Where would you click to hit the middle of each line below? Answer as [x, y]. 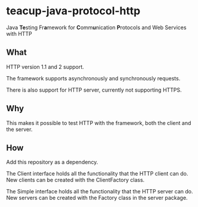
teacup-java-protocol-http [73, 11]
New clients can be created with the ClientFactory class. [75, 180]
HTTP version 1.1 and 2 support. [45, 67]
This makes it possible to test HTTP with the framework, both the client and [99, 123]
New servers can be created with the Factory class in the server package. [97, 198]
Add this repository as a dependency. [52, 162]
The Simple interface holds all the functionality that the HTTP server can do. [100, 192]
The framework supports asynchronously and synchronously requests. [93, 78]
